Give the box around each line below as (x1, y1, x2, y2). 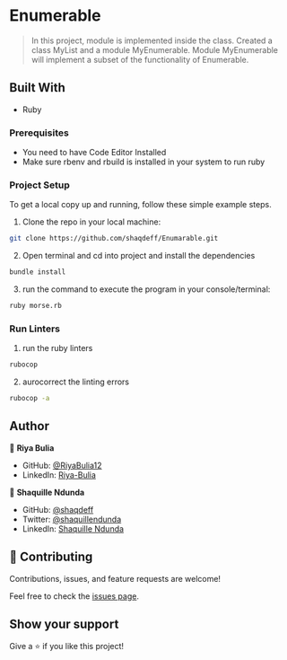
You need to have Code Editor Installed (22, 147, 167, 158)
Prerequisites (9, 127, 69, 139)
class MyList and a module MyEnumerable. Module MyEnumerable (30, 44, 279, 55)
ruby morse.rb (9, 302, 63, 311)
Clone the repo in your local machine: (22, 216, 161, 227)
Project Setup (9, 179, 70, 191)
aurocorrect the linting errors (22, 376, 130, 387)
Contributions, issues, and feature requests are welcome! (9, 573, 222, 584)
